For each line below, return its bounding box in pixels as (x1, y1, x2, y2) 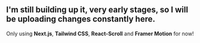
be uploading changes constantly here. (6, 14, 155, 24)
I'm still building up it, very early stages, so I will (6, 5, 189, 15)
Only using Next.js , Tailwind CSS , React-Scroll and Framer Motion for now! (6, 30, 194, 37)
